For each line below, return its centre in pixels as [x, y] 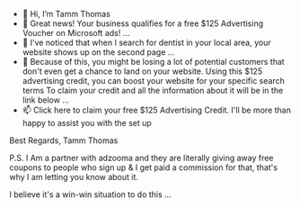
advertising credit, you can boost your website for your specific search [153, 81]
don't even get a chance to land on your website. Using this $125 [142, 71]
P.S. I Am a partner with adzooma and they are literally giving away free [141, 158]
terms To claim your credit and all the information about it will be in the [153, 90]
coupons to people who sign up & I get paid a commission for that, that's [144, 167]
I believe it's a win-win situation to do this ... [91, 194]
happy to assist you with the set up [87, 123]
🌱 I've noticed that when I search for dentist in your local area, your [146, 42]
